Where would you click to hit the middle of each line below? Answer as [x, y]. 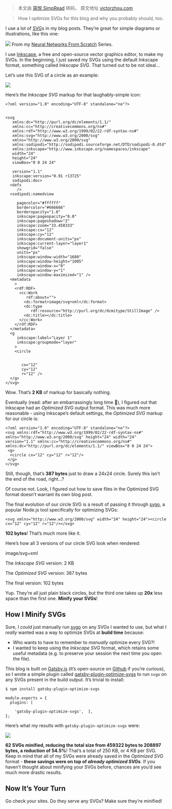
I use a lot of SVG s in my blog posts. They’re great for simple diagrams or [83, 28]
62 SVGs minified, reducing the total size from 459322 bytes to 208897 [83, 745]
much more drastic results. [34, 772]
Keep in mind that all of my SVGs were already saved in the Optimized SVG [84, 756]
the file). [22, 659]
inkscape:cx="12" [35, 230]
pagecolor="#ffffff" [39, 203]
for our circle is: [22, 419]
